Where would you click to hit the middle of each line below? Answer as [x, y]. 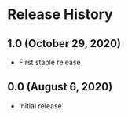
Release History [60, 15]
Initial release [40, 106]
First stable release [49, 62]
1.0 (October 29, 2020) [64, 44]
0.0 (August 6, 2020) [60, 87]
